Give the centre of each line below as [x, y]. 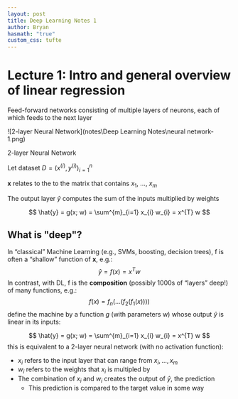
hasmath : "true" [31, 34]
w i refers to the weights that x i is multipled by [84, 370]
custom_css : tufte [34, 40]
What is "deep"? [45, 235]
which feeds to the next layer [50, 118]
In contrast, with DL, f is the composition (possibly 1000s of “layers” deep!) [118, 283]
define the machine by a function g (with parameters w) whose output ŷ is [115, 314]
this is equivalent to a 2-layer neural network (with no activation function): [115, 346]
